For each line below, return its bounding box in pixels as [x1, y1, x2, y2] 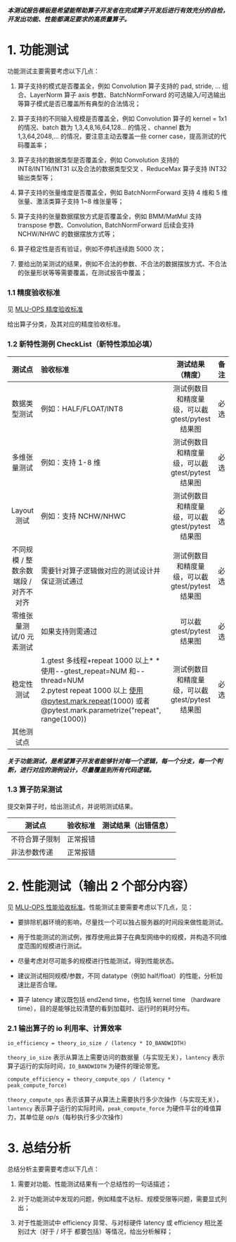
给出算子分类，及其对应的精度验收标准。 [7, 320, 124, 329]
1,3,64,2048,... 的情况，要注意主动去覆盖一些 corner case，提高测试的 [17, 132, 221, 140]
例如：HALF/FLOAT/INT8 [41, 403, 124, 413]
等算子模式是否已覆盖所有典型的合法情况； [17, 99, 141, 108]
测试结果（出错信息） [102, 820, 173, 830]
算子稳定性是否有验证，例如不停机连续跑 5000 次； [17, 244, 166, 253]
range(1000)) [41, 714, 87, 724]
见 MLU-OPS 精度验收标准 [7, 305, 83, 313]
